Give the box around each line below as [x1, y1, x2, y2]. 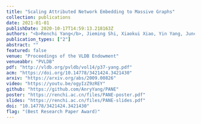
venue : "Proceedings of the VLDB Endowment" [6, 53, 119, 59]
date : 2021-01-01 [6, 20, 50, 26]
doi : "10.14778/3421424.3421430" [6, 103, 90, 109]
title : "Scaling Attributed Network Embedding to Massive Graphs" [6, 8, 175, 15]
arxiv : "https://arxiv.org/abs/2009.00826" [6, 75, 117, 81]
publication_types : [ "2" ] [6, 36, 71, 42]
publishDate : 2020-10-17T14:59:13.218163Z [6, 25, 114, 32]
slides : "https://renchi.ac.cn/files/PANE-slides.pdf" [6, 97, 146, 103]
